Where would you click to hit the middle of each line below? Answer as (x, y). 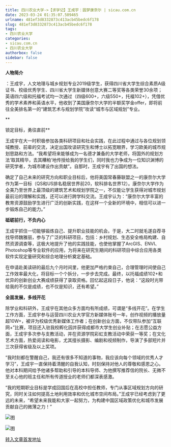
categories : (18, 39)
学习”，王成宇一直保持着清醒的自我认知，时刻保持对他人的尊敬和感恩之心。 (84, 364)
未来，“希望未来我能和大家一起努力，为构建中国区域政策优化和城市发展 (89, 400)
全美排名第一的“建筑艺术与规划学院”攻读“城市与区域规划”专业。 (76, 109)
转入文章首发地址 (23, 439)
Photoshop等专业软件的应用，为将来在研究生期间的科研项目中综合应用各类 (83, 250)
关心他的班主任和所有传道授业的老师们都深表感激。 (63, 377)
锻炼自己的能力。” (27, 209)
